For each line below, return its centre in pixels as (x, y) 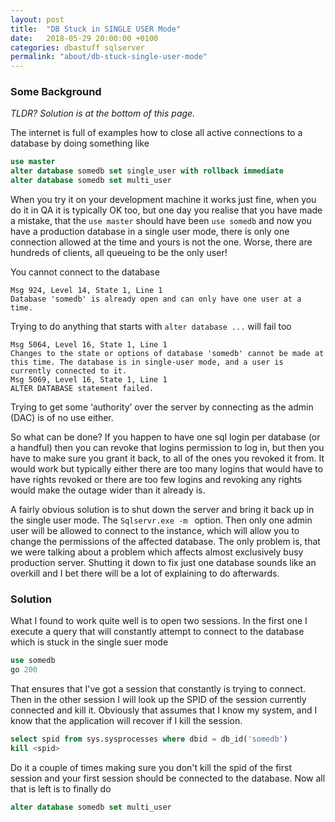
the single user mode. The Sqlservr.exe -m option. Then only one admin (161, 520)
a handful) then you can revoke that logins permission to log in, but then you (167, 448)
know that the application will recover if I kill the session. (126, 721)
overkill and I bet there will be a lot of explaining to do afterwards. (145, 573)
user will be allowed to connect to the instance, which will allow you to (155, 531)
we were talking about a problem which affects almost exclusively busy (157, 552)
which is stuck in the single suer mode (89, 642)
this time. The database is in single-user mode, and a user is (147, 362)
